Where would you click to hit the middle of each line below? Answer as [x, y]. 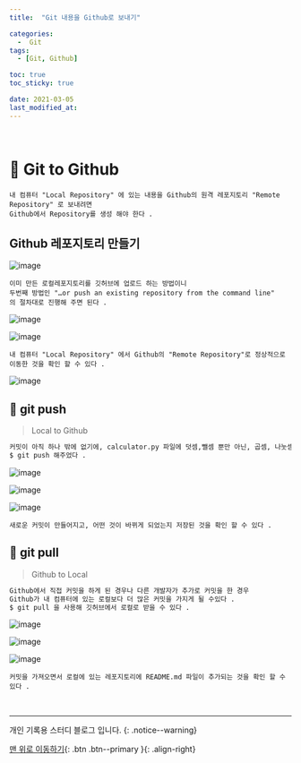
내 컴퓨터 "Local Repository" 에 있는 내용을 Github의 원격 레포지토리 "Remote [145, 195]
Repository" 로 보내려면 [51, 204]
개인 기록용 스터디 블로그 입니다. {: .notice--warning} [103, 730]
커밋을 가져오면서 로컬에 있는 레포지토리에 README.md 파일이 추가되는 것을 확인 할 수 [148, 677]
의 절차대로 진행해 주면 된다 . [58, 303]
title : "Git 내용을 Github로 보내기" [75, 17]
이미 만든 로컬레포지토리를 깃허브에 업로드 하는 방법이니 [98, 284]
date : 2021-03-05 [42, 99]
